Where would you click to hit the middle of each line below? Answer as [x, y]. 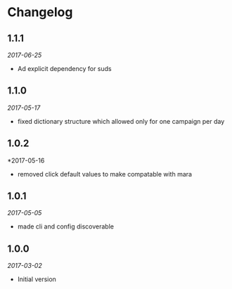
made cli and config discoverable [66, 226]
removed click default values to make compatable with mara [104, 174]
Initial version [37, 279]
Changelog [40, 12]
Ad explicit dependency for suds [64, 69]
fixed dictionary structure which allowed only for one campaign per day [121, 121]
